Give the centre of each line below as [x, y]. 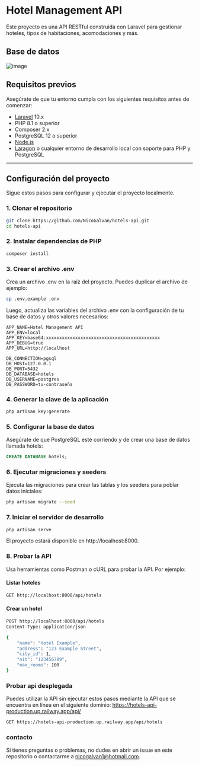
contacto [19, 737]
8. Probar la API [29, 556]
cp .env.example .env [33, 299]
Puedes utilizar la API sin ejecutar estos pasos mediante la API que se [91, 699]
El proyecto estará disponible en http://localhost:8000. [73, 541]
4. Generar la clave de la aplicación [57, 399]
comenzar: [19, 105]
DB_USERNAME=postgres [33, 379]
